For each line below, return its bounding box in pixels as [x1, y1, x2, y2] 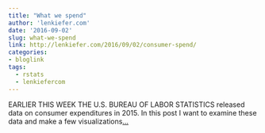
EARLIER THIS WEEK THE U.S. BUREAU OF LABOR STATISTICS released [8, 100, 245, 109]
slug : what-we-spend [8, 33, 77, 42]
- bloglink [8, 56, 44, 64]
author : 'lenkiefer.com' [8, 19, 90, 27]
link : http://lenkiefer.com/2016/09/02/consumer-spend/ [8, 41, 197, 49]
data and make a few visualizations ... [8, 116, 129, 126]
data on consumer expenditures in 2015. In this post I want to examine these [8, 108, 257, 117]
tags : [8, 63, 26, 71]
